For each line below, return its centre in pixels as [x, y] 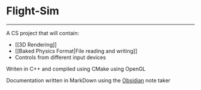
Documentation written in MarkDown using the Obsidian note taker [88, 80]
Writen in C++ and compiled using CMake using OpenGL [76, 69]
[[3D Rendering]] [36, 44]
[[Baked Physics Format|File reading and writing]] [76, 51]
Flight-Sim [33, 11]
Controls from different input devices [60, 57]
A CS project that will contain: [43, 33]
